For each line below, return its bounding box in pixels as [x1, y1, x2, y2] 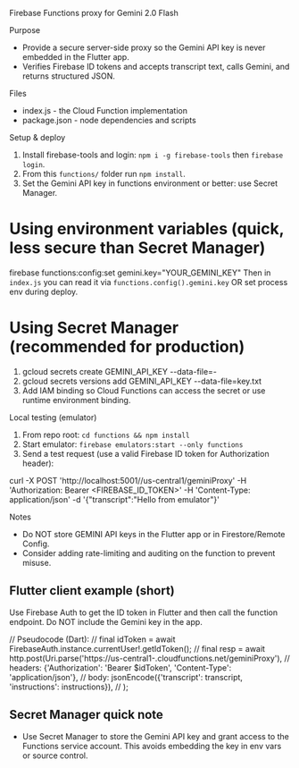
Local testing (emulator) [9, 411, 97, 423]
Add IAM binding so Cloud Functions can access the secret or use [21, 384, 266, 396]
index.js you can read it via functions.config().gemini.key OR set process [9, 276, 288, 287]
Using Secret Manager [9, 317, 179, 338]
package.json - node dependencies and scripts [21, 115, 196, 125]
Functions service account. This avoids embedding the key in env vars [21, 740, 282, 751]
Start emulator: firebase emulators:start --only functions [21, 438, 244, 450]
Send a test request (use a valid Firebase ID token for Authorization [21, 448, 270, 459]
